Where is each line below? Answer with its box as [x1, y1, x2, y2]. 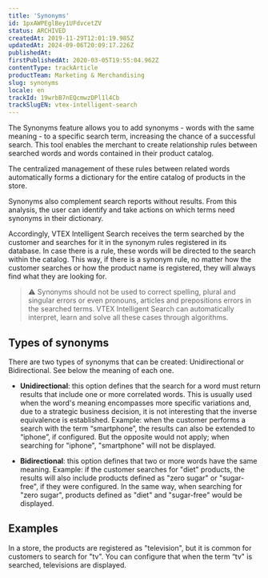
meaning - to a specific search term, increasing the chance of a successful [8, 131, 256, 141]
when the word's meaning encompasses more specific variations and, [19, 398, 252, 407]
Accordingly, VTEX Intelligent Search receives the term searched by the [8, 229, 245, 239]
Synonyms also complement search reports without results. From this [8, 197, 238, 207]
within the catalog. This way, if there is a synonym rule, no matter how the [8, 255, 252, 264]
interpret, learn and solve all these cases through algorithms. [27, 313, 229, 323]
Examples [8, 522, 58, 536]
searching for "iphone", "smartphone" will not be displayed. [19, 440, 216, 450]
